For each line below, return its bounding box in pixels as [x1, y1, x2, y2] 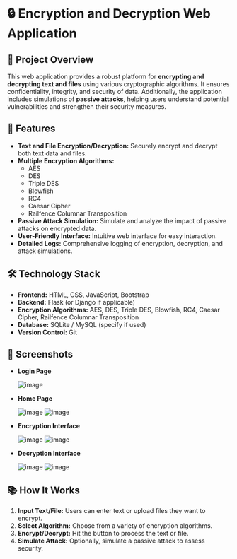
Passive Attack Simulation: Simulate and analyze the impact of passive [17, 216, 227, 225]
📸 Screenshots [7, 348, 74, 360]
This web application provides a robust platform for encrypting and [7, 72, 204, 81]
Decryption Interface [17, 449, 81, 458]
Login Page [17, 367, 52, 375]
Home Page [17, 394, 53, 403]
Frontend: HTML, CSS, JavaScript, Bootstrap [17, 290, 150, 299]
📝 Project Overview [7, 54, 94, 66]
